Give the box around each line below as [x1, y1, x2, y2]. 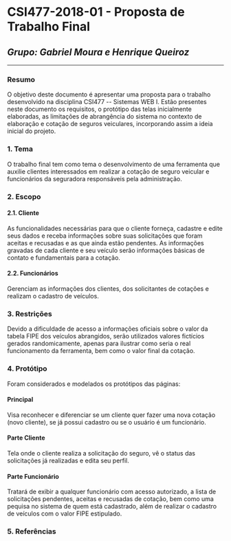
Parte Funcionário [7, 472, 60, 480]
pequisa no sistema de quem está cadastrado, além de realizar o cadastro [7, 502, 217, 511]
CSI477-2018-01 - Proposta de [7, 4, 185, 20]
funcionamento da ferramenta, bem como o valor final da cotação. [7, 347, 195, 355]
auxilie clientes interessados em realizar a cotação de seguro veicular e [7, 167, 210, 176]
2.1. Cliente [7, 209, 40, 217]
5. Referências [7, 527, 56, 536]
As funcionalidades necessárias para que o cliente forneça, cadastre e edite [7, 224, 223, 232]
